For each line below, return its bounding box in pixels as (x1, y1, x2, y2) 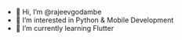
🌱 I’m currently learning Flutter (15, 24, 115, 32)
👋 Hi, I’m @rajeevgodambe (15, 8, 102, 16)
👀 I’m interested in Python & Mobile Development (15, 15, 174, 25)
